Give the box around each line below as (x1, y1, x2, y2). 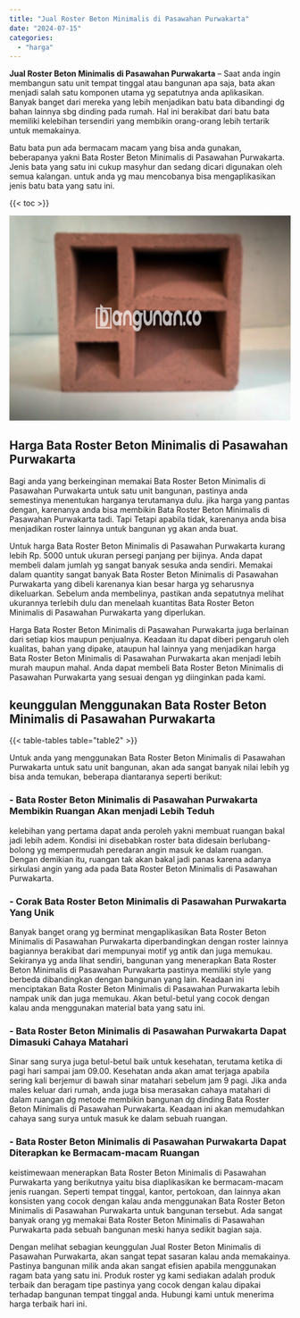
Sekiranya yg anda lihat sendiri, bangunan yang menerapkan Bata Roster (9, 955, 277, 965)
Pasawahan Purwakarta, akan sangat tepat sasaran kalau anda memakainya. (9, 1251, 291, 1262)
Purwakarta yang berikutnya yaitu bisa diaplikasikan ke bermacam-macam (9, 1176, 284, 1188)
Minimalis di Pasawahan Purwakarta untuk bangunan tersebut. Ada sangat (9, 1205, 283, 1215)
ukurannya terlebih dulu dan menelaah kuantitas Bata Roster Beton (9, 597, 254, 608)
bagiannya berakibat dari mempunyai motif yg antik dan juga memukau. (9, 945, 273, 956)
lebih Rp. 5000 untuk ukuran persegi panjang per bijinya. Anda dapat (9, 550, 263, 560)
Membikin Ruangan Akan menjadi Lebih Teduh (9, 805, 215, 818)
